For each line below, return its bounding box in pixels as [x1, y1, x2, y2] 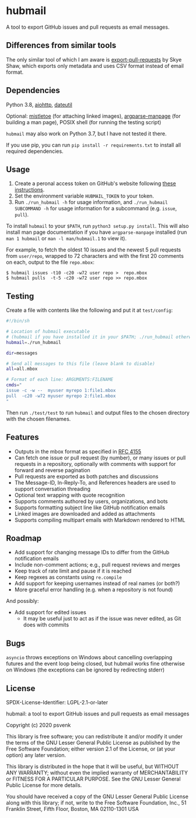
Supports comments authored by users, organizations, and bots [14, 497, 168, 505]
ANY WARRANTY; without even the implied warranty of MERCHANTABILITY [6, 769, 188, 776]
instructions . [14, 186, 45, 193]
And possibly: [6, 598, 39, 605]
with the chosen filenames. [6, 415, 71, 422]
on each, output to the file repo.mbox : [6, 259, 94, 266]
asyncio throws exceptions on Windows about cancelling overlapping [6, 654, 173, 661]
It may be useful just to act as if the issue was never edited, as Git [23, 615, 181, 622]
